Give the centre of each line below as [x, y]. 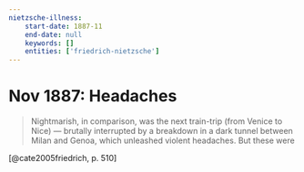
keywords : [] [50, 43]
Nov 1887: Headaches [93, 96]
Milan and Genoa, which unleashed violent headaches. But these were [162, 140]
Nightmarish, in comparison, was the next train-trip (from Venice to [157, 121]
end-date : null [54, 34]
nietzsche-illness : [46, 18]
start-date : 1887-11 [64, 26]
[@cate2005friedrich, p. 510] [63, 158]
